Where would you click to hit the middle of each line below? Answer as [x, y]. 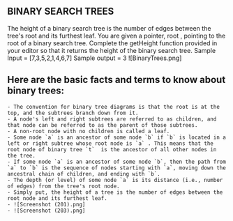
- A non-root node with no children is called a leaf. [89, 131]
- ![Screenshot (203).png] [46, 211]
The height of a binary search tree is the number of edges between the [109, 28]
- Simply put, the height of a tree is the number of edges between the [115, 192]
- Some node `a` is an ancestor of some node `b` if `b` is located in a [117, 137]
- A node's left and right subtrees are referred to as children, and [112, 119]
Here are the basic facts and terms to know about [116, 80]
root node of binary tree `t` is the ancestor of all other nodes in [112, 149]
